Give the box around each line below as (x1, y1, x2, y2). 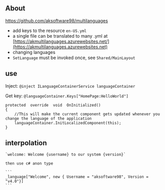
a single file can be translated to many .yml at (12, 33, 108, 39)
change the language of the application (5, 116, 92, 121)
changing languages (12, 49, 56, 55)
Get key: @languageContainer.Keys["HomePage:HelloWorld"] (5, 93, 128, 99)
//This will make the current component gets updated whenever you (14, 112, 160, 117)
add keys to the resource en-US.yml (12, 28, 87, 34)
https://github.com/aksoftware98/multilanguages (5, 17, 108, 23)
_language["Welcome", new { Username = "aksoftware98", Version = (5, 174, 149, 180)
